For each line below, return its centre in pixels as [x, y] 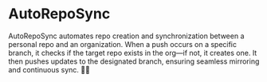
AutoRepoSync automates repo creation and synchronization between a [126, 36]
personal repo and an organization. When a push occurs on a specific [123, 44]
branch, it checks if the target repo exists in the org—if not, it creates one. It [133, 53]
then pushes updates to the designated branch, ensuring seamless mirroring [134, 61]
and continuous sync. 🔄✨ [49, 69]
